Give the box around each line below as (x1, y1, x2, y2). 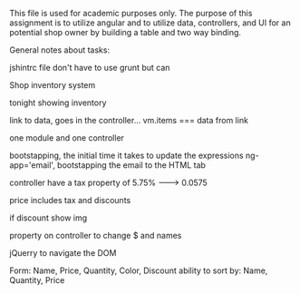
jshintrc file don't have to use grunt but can (9, 63, 170, 73)
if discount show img (9, 212, 88, 223)
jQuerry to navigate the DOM (9, 248, 117, 258)
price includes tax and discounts (9, 195, 131, 205)
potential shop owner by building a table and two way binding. (9, 27, 242, 37)
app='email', (9, 160, 56, 171)
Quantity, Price (9, 275, 65, 285)
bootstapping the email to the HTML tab (57, 160, 207, 171)
